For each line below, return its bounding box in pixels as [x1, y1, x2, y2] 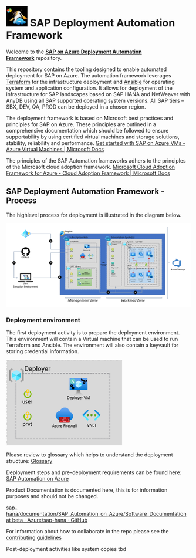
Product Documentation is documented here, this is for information [6, 486, 168, 493]
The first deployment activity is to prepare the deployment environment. [6, 329, 180, 336]
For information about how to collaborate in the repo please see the [6, 527, 169, 535]
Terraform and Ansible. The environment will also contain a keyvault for [6, 341, 179, 349]
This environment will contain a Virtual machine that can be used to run [6, 335, 178, 342]
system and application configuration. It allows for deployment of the [6, 84, 173, 92]
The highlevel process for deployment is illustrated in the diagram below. [6, 211, 182, 218]
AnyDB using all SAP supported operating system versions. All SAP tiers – [6, 97, 184, 104]
